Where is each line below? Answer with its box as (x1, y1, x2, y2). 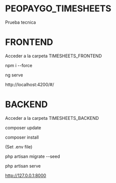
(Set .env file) (5, 144, 33, 149)
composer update (5, 124, 41, 131)
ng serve (5, 72, 23, 78)
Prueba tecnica (5, 19, 36, 25)
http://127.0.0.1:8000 (5, 172, 46, 178)
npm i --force (5, 62, 33, 68)
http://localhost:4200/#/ (5, 81, 54, 87)
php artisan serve (5, 163, 41, 169)
